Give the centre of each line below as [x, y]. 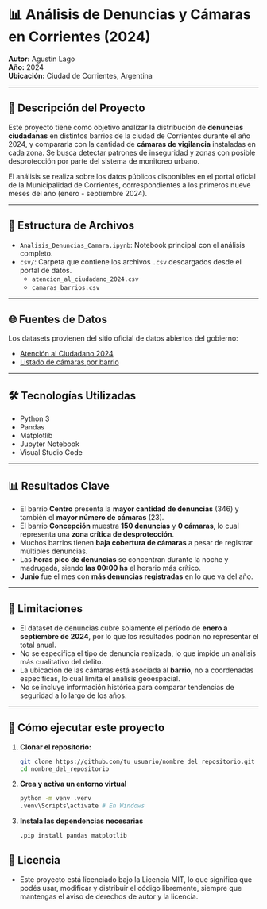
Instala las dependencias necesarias [81, 821]
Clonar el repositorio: [55, 747]
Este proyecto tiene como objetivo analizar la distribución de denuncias [126, 127]
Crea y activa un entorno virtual [73, 784]
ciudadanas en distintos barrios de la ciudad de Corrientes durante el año [130, 136]
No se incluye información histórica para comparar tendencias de [127, 687]
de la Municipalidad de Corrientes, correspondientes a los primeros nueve [130, 185]
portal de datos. [46, 270]
